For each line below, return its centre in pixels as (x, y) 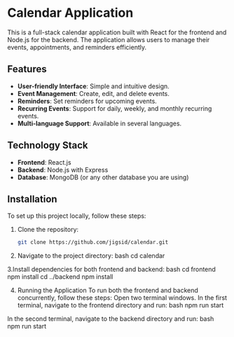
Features (27, 69)
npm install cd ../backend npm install (60, 277)
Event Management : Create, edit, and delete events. (94, 93)
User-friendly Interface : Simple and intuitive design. (93, 86)
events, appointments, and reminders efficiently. (77, 47)
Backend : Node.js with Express (63, 170)
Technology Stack (48, 145)
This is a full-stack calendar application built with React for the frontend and (117, 32)
